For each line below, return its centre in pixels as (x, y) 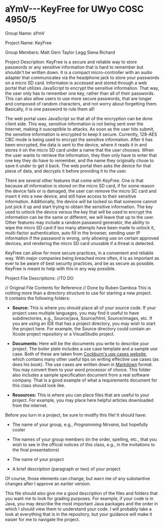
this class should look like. (39, 385)
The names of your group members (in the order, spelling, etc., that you (84, 439)
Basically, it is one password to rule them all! (50, 109)
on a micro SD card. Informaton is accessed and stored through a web (76, 83)
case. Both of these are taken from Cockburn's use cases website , (80, 354)
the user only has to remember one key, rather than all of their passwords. (80, 93)
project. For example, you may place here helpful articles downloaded (83, 400)
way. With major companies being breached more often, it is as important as (82, 258)
